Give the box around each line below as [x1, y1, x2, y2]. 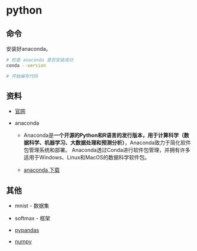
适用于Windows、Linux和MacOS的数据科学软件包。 [23, 154, 150, 161]
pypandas [14, 227, 40, 234]
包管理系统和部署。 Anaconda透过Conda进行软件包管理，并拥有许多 [23, 146, 190, 154]
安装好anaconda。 [6, 45, 51, 52]
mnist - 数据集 [14, 202, 50, 210]
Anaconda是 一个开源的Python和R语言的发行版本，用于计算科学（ [23, 132, 185, 139]
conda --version [6, 63, 46, 69]
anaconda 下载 [23, 167, 60, 174]
